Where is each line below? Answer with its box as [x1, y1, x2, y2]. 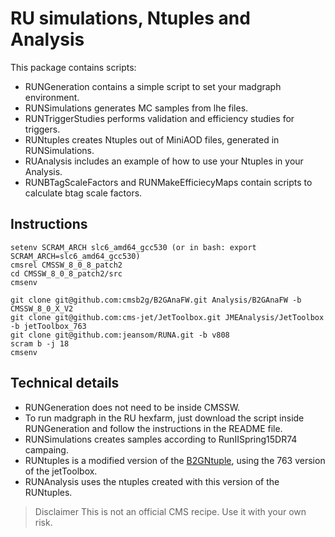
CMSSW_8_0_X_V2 [10, 303, 74, 314]
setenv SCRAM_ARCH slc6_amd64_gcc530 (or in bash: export [10, 242, 257, 252]
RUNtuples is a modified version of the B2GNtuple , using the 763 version [24, 454, 326, 466]
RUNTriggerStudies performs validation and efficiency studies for [24, 112, 295, 124]
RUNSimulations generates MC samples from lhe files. [24, 102, 249, 114]
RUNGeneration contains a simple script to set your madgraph [24, 80, 282, 92]
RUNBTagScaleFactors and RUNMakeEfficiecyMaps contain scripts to [24, 176, 313, 188]
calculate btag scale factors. [24, 187, 143, 199]
